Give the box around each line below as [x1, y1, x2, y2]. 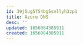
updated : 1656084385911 [6, 25, 65, 31]
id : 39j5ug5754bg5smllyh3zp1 [6, 8, 78, 15]
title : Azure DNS [6, 14, 49, 20]
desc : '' [6, 19, 28, 25]
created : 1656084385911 [6, 30, 65, 36]
